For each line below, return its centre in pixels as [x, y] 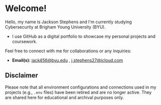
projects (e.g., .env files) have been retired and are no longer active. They [78, 92]
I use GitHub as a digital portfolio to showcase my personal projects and [84, 36]
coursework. [24, 41]
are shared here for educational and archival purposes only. [65, 97]
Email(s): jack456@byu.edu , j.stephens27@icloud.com [67, 60]
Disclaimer [22, 75]
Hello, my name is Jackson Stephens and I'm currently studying [68, 22]
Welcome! [26, 8]
